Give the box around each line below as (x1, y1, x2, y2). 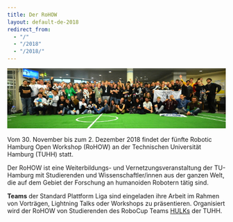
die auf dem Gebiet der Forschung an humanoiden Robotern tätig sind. (7, 178, 209, 187)
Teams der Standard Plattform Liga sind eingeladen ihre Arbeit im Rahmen (7, 192, 220, 200)
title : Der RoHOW (7, 11, 58, 18)
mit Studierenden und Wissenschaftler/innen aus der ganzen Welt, (35, 171, 225, 180)
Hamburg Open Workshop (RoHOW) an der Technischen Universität (7, 143, 202, 151)
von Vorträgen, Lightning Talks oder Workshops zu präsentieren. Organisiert (7, 199, 225, 208)
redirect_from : (7, 26, 51, 33)
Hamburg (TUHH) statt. (7, 150, 74, 159)
